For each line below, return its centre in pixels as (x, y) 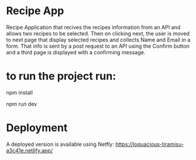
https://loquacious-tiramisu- (150, 144)
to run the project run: (61, 76)
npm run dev (22, 104)
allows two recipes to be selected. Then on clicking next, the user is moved (98, 33)
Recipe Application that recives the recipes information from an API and (93, 27)
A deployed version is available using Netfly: (60, 144)
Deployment (37, 128)
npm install (20, 92)
